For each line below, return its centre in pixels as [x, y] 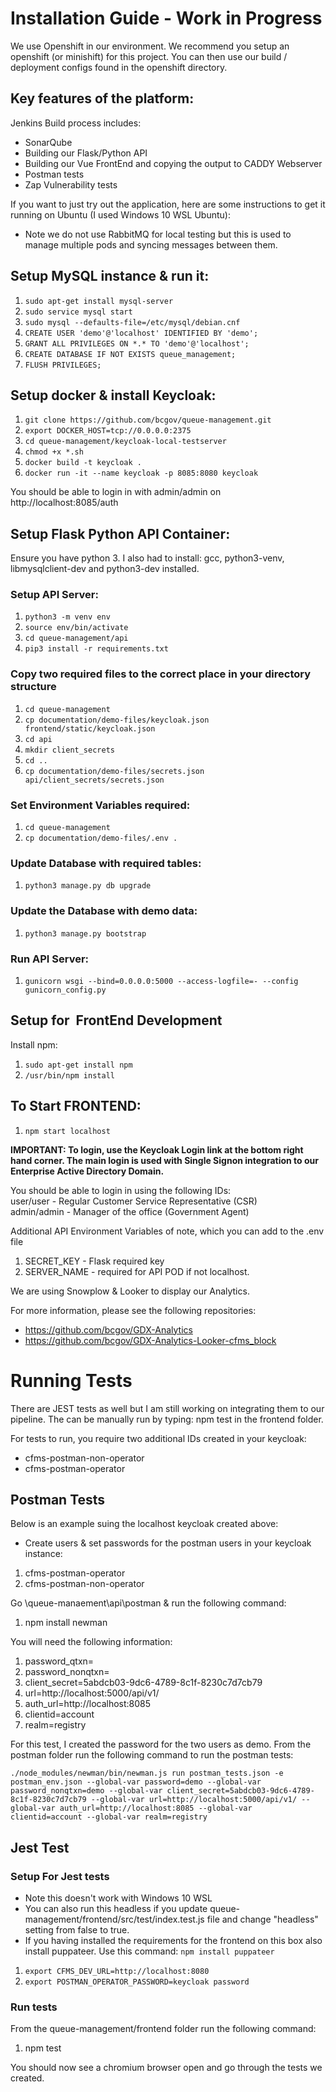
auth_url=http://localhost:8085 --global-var [156, 1808]
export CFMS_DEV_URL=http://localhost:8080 [117, 1972]
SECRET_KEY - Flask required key [94, 1261]
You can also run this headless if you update [116, 1909]
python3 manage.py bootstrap [85, 933]
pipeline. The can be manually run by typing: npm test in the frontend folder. [167, 1419]
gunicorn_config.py [65, 990]
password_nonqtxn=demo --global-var [86, 1791]
